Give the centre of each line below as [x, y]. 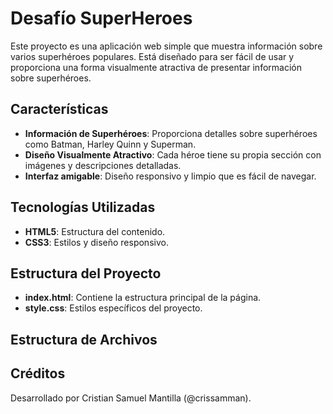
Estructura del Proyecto [86, 273]
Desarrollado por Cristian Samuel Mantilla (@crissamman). [131, 398]
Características [59, 109]
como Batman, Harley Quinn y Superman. [110, 144]
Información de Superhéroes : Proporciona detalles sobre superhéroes [171, 133]
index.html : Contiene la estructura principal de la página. [143, 298]
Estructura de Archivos [84, 339]
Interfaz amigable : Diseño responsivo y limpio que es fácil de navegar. [170, 176]
